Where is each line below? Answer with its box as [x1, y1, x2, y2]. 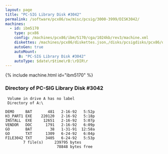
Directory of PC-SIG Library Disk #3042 [5, 84, 103, 91]
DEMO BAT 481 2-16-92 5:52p [5, 109, 95, 114]
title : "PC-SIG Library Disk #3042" [5, 12, 81, 17]
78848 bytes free [56, 144, 93, 149]
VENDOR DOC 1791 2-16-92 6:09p [5, 122, 95, 127]
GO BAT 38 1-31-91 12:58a [5, 126, 95, 131]
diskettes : [14, 40, 37, 45]
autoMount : [14, 49, 37, 54]
